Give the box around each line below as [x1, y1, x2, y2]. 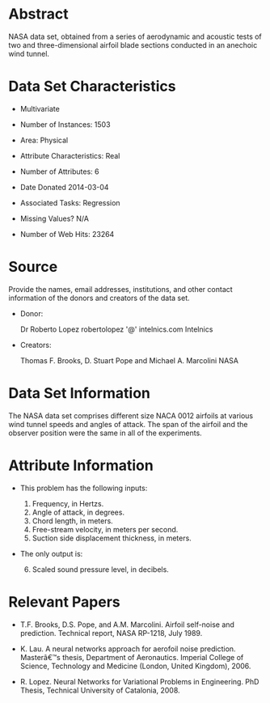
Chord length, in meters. [32, 515, 113, 526]
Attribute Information [8, 456, 154, 474]
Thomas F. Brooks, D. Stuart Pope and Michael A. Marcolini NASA [19, 355, 238, 365]
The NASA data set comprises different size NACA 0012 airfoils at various [8, 410, 254, 421]
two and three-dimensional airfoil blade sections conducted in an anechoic [8, 40, 258, 49]
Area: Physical [19, 135, 69, 145]
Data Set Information [8, 384, 151, 402]
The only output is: [19, 548, 83, 558]
